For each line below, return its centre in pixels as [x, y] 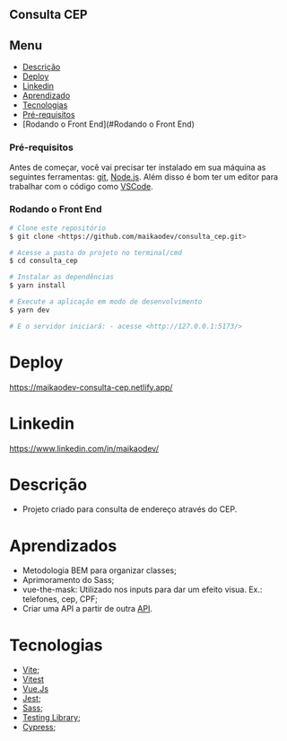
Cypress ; [39, 728]
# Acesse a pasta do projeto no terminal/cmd [96, 252]
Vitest [33, 679]
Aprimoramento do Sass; [68, 580]
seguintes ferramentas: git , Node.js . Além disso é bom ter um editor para [144, 176]
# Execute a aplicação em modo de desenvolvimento [106, 302]
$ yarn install [38, 286]
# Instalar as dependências [62, 278]
